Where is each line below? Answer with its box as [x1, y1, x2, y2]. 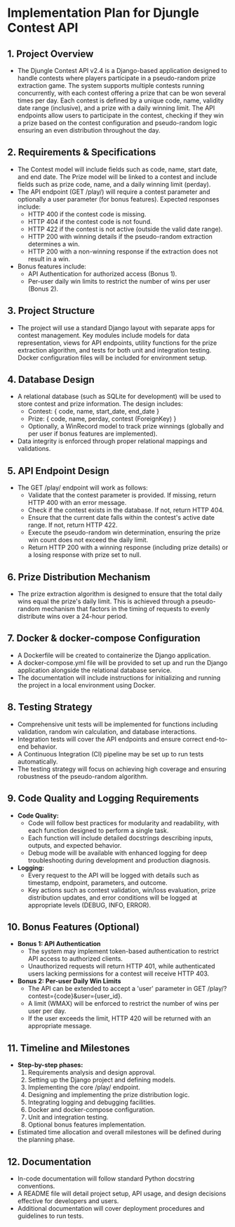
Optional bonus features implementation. [27, 1120, 146, 1129]
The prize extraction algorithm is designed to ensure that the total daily [17, 590, 223, 598]
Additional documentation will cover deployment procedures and [17, 1204, 205, 1212]
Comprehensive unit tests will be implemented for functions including [17, 720, 218, 728]
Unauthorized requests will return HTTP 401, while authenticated [27, 962, 215, 971]
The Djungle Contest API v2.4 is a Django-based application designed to [17, 67, 227, 74]
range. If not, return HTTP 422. [27, 521, 118, 530]
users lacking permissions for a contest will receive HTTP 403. [27, 969, 210, 978]
